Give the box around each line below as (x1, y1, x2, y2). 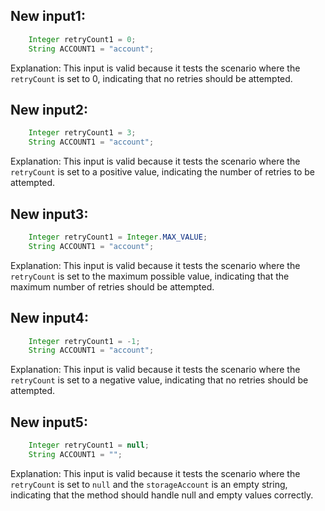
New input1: (10, 8, 86, 25)
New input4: (10, 310, 89, 327)
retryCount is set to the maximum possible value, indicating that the (10, 270, 290, 282)
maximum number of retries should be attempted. (10, 280, 215, 293)
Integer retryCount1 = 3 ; (28, 128, 137, 138)
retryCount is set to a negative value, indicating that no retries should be (10, 374, 309, 386)
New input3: (10, 205, 89, 223)
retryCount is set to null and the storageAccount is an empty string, (10, 478, 288, 490)
